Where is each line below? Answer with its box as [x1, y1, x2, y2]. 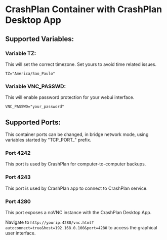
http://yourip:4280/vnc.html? [30, 220, 94, 225]
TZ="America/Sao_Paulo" [5, 71, 56, 76]
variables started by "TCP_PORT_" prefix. [5, 136, 92, 143]
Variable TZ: [5, 50, 36, 57]
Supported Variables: [5, 35, 74, 43]
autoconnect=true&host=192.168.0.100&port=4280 [5, 225, 108, 230]
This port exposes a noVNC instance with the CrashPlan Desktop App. [5, 209, 152, 215]
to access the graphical [108, 224, 157, 230]
